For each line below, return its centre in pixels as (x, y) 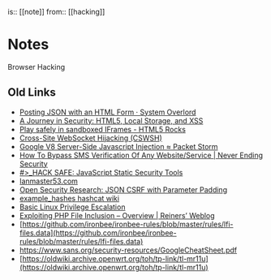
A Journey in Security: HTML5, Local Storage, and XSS (111, 120)
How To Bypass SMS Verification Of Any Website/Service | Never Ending (141, 155)
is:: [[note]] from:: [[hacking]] (56, 12)
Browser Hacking (37, 67)
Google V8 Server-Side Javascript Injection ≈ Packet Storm (118, 146)
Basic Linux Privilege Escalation (72, 207)
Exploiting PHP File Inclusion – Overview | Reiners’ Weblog (117, 215)
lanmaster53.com (49, 181)
